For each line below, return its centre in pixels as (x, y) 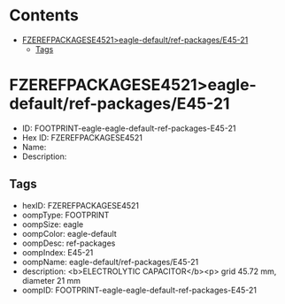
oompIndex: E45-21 (58, 252)
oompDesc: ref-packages (69, 243)
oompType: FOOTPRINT (65, 215)
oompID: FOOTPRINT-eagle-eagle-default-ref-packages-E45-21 (139, 290)
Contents (44, 15)
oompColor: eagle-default (69, 233)
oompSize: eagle (53, 224)
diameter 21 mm (51, 280)
